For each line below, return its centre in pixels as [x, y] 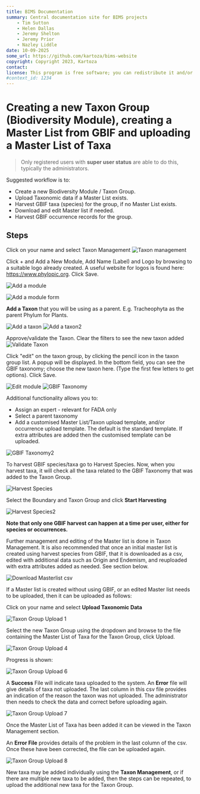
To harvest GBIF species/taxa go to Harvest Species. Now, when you [90, 464]
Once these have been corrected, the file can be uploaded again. [86, 749]
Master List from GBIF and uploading [99, 133]
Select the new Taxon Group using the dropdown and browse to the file [94, 630]
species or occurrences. [37, 529]
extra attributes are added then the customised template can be [93, 435]
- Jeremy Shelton [38, 34]
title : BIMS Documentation [40, 12]
